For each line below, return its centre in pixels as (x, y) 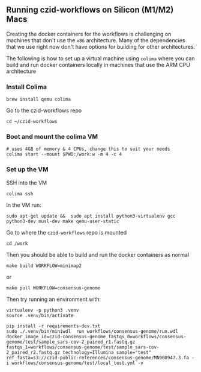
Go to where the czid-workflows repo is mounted (67, 232)
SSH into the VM (27, 183)
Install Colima (26, 87)
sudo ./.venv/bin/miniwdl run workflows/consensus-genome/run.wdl (92, 331)
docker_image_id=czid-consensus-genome (56, 336)
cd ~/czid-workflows (32, 122)
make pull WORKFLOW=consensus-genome (53, 288)
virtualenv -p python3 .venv (43, 310)
